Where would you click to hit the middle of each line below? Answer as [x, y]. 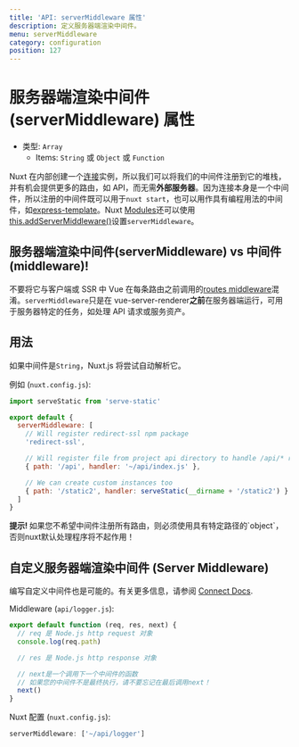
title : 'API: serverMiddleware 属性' [78, 17]
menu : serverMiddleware [53, 34]
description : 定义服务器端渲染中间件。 [75, 26]
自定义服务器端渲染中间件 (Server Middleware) [139, 568]
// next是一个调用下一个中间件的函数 [77, 674]
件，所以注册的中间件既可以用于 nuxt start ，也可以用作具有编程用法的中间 [146, 199]
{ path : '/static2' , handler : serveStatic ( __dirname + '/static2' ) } [157, 491]
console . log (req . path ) [59, 642]
